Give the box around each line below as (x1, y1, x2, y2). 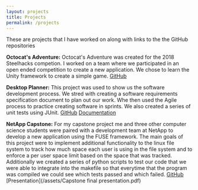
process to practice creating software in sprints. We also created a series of (6, 103, 191, 110)
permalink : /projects (6, 20, 60, 25)
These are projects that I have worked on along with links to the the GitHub (6, 36, 189, 43)
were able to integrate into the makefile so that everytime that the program (6, 165, 187, 172)
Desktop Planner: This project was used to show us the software (6, 84, 165, 91)
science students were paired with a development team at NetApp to (6, 127, 173, 134)
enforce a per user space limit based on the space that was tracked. (6, 152, 173, 159)
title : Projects (6, 14, 46, 20)
